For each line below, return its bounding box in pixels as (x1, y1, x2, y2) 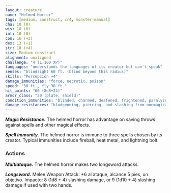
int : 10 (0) (5, 31, 31, 36)
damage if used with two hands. (5, 182, 73, 188)
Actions (5, 150, 25, 157)
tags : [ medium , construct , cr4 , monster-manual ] (5, 17, 110, 22)
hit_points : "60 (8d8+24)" (5, 88, 63, 93)
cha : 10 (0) (5, 21, 31, 27)
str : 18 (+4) (5, 45, 33, 51)
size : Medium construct (5, 50, 56, 55)
